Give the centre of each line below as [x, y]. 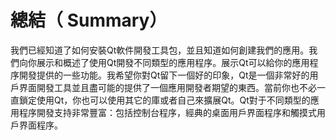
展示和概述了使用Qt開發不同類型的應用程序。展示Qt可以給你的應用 [173, 62]
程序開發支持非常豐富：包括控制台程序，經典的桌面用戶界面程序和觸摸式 [167, 112]
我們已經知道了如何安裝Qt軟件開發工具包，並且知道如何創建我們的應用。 [160, 50]
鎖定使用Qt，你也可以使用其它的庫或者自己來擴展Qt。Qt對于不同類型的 [164, 100]
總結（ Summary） [89, 20]
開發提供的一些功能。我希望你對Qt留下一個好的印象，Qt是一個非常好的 [164, 75]
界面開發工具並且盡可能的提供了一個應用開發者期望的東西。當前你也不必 [167, 87]
